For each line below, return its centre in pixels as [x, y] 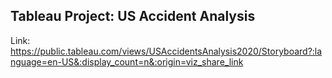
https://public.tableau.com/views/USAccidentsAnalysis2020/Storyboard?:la [166, 51]
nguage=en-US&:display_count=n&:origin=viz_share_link [127, 61]
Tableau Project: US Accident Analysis [133, 16]
